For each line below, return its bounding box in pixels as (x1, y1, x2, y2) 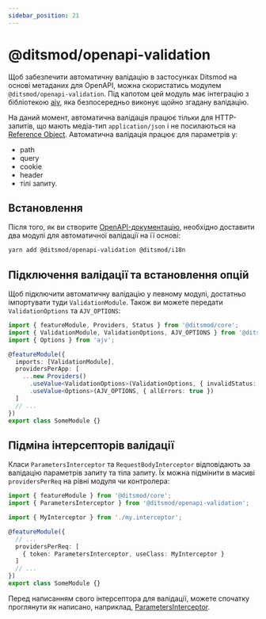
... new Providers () (22, 373, 87, 380)
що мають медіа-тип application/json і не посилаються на (36, 120, 236, 131)
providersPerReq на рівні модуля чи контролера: (8, 476, 170, 486)
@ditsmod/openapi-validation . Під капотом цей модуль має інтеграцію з (8, 89, 249, 98)
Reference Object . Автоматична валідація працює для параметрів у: (8, 129, 238, 139)
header (19, 170, 44, 179)
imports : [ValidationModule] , (15, 357, 115, 365)
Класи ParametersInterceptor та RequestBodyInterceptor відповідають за (8, 460, 251, 469)
